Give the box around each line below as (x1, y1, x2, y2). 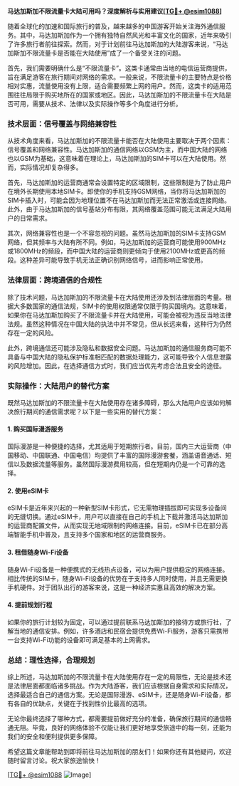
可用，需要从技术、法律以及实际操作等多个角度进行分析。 (13, 100, 182, 108)
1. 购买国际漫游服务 (7, 425, 64, 434)
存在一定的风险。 (7, 328, 58, 337)
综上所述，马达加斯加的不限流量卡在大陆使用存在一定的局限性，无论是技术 (7, 673, 225, 681)
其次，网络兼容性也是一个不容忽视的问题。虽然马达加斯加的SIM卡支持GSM (7, 229, 226, 238)
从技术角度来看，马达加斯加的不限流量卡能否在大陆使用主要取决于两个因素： (7, 137, 232, 145)
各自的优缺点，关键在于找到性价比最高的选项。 (13, 699, 151, 708)
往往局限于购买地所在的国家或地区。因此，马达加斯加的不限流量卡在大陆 (13, 90, 225, 99)
